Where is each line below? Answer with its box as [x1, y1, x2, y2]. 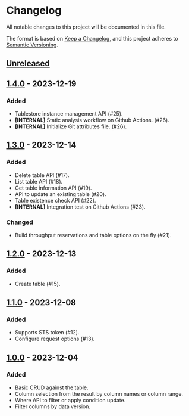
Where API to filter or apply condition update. [14, 397, 126, 404]
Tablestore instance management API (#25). [14, 110, 123, 117]
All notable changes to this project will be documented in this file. [6, 23, 166, 30]
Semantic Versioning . [6, 41, 58, 48]
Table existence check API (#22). [14, 197, 96, 204]
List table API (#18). [14, 178, 63, 185]
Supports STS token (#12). [14, 329, 80, 336]
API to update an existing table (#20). [14, 190, 106, 197]
